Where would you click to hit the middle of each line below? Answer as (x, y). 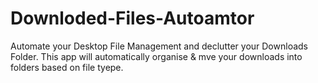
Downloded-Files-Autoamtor (132, 18)
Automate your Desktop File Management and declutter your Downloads (159, 46)
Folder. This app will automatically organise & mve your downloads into (156, 56)
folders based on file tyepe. (67, 67)
